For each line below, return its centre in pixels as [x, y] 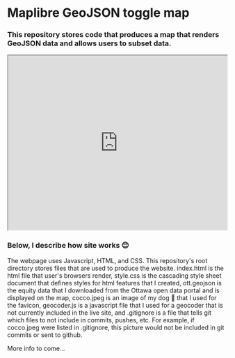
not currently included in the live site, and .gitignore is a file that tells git [110, 313]
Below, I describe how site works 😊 [68, 246]
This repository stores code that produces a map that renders [113, 35]
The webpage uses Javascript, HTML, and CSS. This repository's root [107, 260]
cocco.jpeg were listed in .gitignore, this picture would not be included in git [116, 327]
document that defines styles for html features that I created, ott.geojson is [115, 283]
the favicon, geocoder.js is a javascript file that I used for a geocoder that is [115, 305]
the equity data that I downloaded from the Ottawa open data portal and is [114, 290]
